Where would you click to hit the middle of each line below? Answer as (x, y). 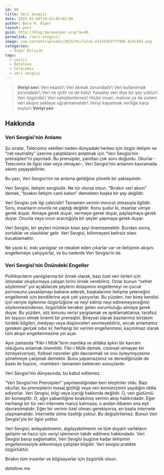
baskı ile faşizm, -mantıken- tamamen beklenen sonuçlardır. (65, 363)
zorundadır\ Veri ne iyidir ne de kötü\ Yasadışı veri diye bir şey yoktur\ (87, 92)
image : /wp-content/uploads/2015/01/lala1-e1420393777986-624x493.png (79, 42)
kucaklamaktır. (20, 238)
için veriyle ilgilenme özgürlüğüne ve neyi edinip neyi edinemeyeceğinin (78, 302)
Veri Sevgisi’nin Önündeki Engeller (47, 265)
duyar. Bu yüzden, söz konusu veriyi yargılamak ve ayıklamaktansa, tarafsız (81, 312)
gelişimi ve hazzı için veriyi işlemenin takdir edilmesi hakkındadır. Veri (75, 433)
